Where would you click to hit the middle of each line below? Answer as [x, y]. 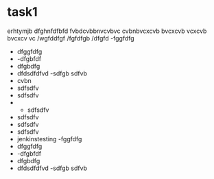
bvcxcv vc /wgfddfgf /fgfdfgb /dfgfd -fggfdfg [71, 38]
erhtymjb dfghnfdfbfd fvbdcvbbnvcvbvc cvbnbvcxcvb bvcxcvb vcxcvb [107, 31]
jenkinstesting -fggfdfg [49, 139]
